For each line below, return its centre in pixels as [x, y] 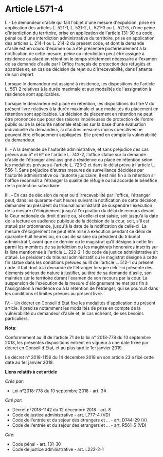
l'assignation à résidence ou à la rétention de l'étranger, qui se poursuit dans [82, 288]
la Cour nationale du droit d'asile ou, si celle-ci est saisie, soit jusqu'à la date [81, 216]
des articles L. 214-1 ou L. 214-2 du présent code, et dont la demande [75, 43]
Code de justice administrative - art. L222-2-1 [58, 449]
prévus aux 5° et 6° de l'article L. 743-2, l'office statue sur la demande [76, 154]
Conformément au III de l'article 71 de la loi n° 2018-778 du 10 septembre [78, 337]
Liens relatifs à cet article [31, 372]
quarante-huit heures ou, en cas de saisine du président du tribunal [72, 236]
